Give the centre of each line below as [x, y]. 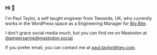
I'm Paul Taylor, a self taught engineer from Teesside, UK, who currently [78, 18]
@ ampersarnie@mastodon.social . [40, 38]
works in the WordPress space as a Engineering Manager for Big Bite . [76, 23]
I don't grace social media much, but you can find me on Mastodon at [76, 33]
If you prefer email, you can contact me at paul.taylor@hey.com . [71, 48]
